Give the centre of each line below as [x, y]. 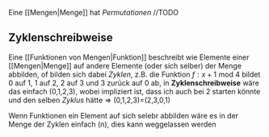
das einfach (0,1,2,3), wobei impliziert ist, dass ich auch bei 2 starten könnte [134, 91]
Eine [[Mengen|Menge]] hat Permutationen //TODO [94, 12]
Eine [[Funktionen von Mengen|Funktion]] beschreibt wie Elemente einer [129, 57]
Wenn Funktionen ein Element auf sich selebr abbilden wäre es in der [124, 115]
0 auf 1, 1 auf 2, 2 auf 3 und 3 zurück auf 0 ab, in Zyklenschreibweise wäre [134, 83]
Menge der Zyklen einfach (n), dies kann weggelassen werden [112, 124]
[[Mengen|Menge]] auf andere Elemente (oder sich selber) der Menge [125, 65]
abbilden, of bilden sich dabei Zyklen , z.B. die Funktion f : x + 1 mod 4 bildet [134, 74]
